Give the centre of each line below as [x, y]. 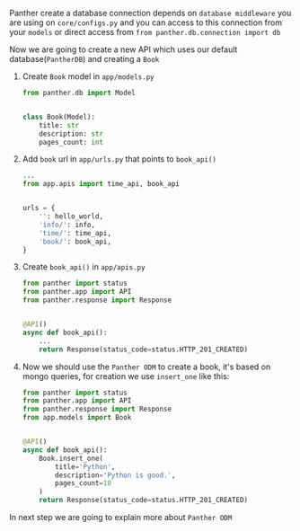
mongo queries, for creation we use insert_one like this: [126, 376]
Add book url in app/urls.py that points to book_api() [119, 159]
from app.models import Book [77, 418]
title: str [59, 125]
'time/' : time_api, [75, 233]
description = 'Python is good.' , [115, 475]
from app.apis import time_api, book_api [101, 184]
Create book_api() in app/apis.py [84, 267]
